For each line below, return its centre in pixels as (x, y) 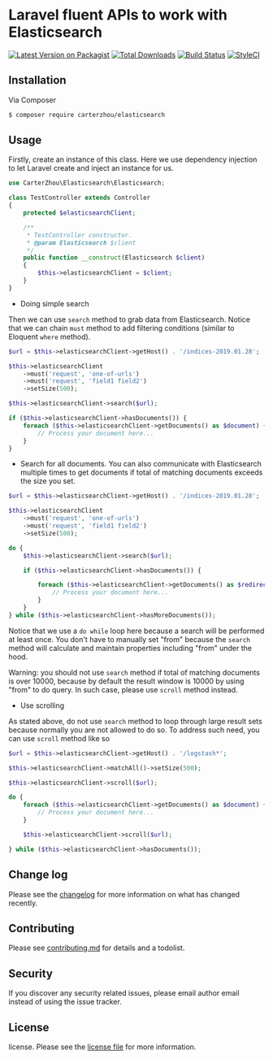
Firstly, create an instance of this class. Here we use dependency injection (133, 159)
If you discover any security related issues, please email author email (124, 993)
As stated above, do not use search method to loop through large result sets (135, 721)
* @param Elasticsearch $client (81, 243)
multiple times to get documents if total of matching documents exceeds (141, 472)
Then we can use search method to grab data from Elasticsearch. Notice (129, 319)
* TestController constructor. (79, 235)
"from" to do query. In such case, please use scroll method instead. (123, 689)
